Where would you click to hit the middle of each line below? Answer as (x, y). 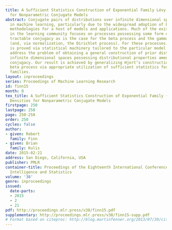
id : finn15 (17, 86)
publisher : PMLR (23, 162)
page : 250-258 (20, 115)
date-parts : (23, 191)
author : (14, 129)
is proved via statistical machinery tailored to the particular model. (89, 48)
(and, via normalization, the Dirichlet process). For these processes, (89, 44)
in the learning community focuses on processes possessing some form (87, 34)
